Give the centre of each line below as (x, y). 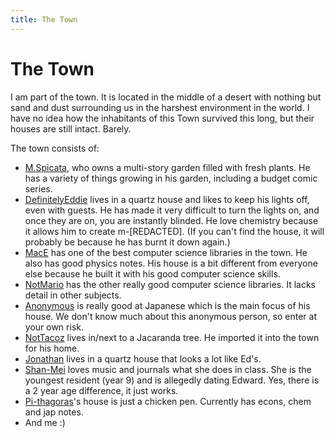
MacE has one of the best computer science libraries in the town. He (166, 252)
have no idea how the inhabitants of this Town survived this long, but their (162, 118)
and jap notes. (54, 412)
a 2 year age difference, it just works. (101, 390)
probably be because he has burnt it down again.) (127, 242)
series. (38, 188)
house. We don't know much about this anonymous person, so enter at (171, 316)
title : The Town (44, 19)
